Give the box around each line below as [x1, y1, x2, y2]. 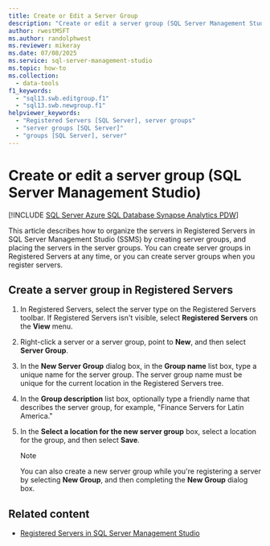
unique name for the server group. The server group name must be [19, 370, 243, 379]
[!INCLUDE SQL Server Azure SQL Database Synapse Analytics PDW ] [8, 210, 239, 220]
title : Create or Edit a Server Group [8, 11, 138, 20]
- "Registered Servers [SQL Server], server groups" [15, 117, 196, 125]
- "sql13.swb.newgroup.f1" [15, 101, 106, 110]
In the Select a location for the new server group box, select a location [19, 427, 257, 436]
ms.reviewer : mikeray [8, 42, 81, 50]
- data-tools [15, 79, 59, 87]
